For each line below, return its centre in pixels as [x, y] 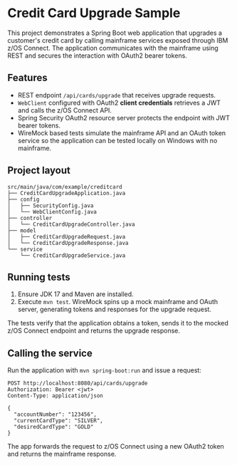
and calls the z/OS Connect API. [65, 110]
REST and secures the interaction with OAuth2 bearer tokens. [97, 56]
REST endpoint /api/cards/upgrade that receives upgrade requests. [116, 95]
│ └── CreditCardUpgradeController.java [71, 224]
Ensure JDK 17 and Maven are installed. [75, 294]
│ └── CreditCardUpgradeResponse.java [68, 243]
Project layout [39, 171]
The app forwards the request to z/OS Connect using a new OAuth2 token [116, 446]
